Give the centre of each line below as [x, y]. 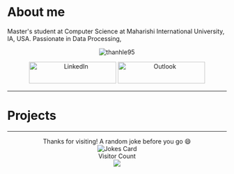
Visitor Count [117, 156]
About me [36, 12]
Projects [32, 116]
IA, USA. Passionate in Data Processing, [64, 38]
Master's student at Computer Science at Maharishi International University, [116, 31]
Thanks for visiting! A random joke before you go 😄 [117, 141]
